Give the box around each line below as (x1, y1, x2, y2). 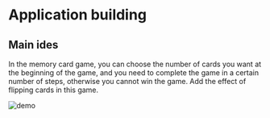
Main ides (8, 38, 59, 52)
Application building (8, 6, 147, 24)
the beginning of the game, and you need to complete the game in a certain (8, 68, 260, 78)
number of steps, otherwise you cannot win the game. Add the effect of (8, 77, 247, 86)
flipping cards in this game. (8, 85, 99, 95)
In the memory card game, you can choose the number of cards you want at (8, 59, 262, 69)
